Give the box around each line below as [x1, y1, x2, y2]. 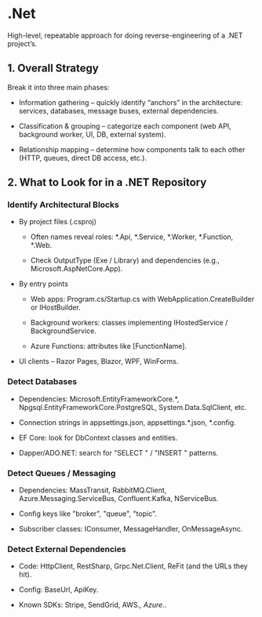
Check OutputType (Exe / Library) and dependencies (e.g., [30, 256, 220, 265]
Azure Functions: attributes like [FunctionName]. [30, 342, 187, 351]
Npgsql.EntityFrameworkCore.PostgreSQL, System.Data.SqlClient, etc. [18, 402, 247, 412]
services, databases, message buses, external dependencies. [18, 106, 219, 115]
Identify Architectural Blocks [7, 199, 119, 210]
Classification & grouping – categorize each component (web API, [18, 121, 232, 130]
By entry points [18, 279, 68, 289]
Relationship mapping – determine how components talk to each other [18, 144, 246, 154]
